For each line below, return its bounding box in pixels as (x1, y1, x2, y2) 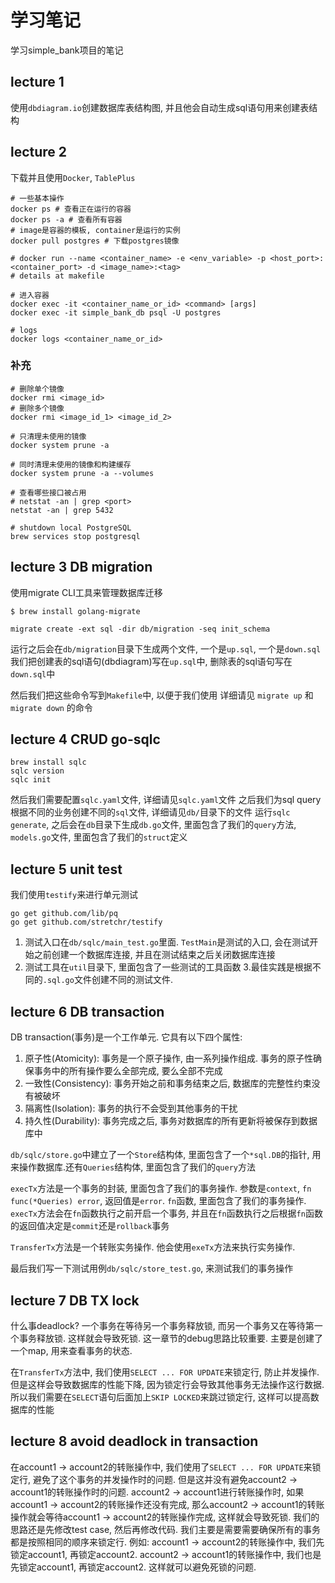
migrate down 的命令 (10, 701, 93, 713)
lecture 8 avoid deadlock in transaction (10, 1433, 259, 1450)
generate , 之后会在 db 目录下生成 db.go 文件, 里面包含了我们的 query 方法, (10, 819, 297, 831)
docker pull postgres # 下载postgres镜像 (10, 236, 180, 246)
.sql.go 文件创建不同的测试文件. (42, 974, 173, 986)
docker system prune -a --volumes (10, 468, 155, 478)
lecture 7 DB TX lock (10, 1292, 140, 1309)
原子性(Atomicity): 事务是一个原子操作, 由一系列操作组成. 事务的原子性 (24, 1052, 313, 1065)
